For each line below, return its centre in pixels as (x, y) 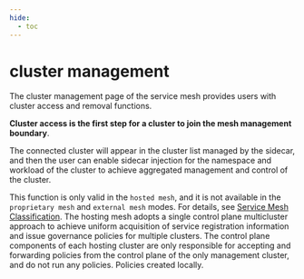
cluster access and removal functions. (81, 106)
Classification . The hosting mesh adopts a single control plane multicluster (149, 217)
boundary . (29, 134)
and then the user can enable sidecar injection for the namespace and (141, 161)
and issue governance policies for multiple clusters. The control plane (140, 236)
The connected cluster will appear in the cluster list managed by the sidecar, (152, 151)
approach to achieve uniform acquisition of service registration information (149, 226)
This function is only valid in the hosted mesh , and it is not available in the (145, 197)
